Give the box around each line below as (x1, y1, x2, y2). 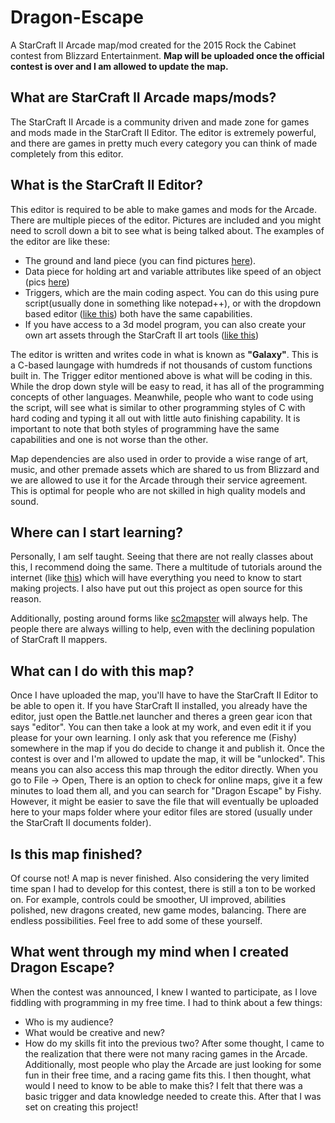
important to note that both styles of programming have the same (10, 422, 280, 435)
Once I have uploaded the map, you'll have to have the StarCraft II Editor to (10, 689, 319, 701)
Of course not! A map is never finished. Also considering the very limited (10, 872, 310, 884)
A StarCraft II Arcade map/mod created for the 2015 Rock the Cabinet (10, 39, 297, 51)
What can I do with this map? (10, 662, 195, 680)
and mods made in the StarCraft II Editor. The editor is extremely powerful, (10, 126, 317, 138)
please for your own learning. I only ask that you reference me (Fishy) (10, 732, 298, 744)
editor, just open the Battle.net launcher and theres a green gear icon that (10, 711, 313, 723)
